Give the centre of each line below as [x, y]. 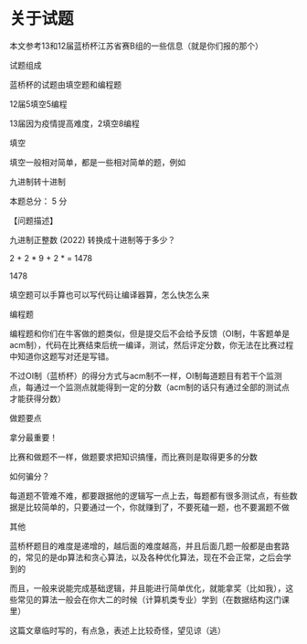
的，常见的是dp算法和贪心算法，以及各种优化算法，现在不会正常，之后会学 [151, 557]
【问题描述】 [33, 220]
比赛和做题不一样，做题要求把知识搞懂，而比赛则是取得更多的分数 [133, 457]
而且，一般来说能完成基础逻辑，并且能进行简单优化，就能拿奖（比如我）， [148, 588]
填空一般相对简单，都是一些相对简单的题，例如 [97, 162]
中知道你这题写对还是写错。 [62, 356]
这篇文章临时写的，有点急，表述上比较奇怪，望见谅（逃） [117, 630]
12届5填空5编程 [38, 104]
